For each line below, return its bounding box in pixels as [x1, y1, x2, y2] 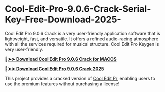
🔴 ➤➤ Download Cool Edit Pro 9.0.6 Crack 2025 [5, 66, 104, 72]
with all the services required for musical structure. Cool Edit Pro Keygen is [5, 41, 159, 47]
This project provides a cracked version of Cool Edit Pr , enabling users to [5, 75, 156, 81]
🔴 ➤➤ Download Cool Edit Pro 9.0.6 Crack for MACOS [5, 56, 117, 62]
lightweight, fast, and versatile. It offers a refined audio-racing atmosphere [5, 36, 159, 42]
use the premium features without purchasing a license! [5, 81, 120, 87]
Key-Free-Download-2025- [5, 14, 121, 25]
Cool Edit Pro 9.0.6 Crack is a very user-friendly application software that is [5, 30, 161, 36]
